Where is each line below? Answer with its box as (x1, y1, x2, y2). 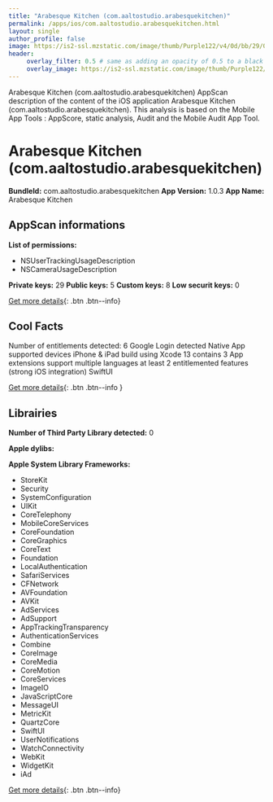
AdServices (19, 605, 59, 615)
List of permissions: (8, 239, 77, 249)
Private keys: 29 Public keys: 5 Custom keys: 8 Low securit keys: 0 (8, 280, 240, 290)
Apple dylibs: (8, 444, 54, 454)
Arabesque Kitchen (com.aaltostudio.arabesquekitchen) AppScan (8, 87, 228, 97)
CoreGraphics (19, 536, 67, 546)
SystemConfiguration (19, 493, 92, 502)
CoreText (19, 545, 51, 554)
